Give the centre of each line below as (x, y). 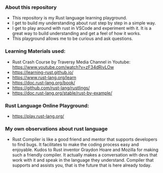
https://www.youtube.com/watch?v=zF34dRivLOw (63, 67)
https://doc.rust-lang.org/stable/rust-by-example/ (62, 93)
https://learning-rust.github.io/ (43, 72)
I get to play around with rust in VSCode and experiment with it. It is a (82, 28)
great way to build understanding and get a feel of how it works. (76, 34)
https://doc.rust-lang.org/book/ (44, 82)
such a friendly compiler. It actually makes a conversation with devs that (85, 155)
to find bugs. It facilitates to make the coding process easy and (75, 145)
